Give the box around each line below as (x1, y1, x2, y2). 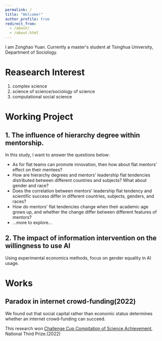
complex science (12, 83, 48, 89)
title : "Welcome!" (5, 12, 43, 17)
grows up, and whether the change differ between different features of (12, 209, 157, 215)
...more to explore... (12, 219, 53, 225)
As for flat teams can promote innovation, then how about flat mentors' (12, 161, 158, 167)
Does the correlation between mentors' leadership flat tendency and (12, 187, 152, 194)
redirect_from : (5, 21, 37, 26)
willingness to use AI (5, 242, 71, 250)
